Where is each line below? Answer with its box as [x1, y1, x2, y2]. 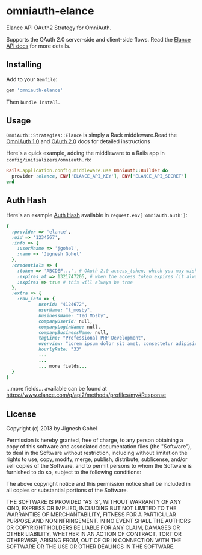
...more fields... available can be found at [6, 385, 107, 392]
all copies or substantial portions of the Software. [6, 486, 128, 494]
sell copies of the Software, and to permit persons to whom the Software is [6, 462, 192, 470]
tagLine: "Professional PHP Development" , [38, 335, 147, 341]
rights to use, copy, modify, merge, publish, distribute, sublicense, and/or [6, 456, 188, 463]
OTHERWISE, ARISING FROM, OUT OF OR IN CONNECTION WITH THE [6, 537, 182, 544]
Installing [6, 60, 42, 70]
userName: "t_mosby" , [38, 307, 93, 313]
